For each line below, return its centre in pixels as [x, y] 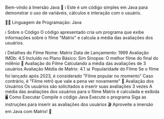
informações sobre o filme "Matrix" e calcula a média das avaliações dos [79, 38]
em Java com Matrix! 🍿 [28, 111]
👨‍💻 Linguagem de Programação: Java [44, 22]
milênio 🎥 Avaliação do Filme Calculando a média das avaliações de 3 [76, 63]
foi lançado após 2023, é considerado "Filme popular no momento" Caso [79, 76]
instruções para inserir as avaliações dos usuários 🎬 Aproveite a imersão [79, 104]
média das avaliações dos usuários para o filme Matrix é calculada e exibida [82, 92]
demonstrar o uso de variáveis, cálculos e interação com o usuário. [73, 13]
